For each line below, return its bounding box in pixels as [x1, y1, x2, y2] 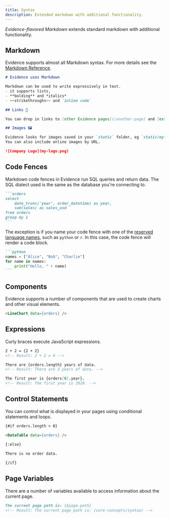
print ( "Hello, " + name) [14, 263, 67, 269]
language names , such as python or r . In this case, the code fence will [5, 234, 151, 240]
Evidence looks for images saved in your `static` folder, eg [5, 135, 139, 140]
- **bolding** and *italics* [5, 93, 67, 98]
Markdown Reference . [5, 65, 52, 71]
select [5, 196, 19, 201]
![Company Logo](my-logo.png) [5, 149, 69, 154]
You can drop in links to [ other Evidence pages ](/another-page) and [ [5, 116, 159, 122]
